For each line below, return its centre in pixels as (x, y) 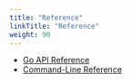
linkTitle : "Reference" (55, 26)
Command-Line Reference (72, 69)
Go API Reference (56, 60)
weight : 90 (30, 34)
